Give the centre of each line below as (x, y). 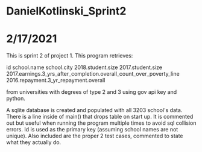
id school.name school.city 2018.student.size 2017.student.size (84, 67)
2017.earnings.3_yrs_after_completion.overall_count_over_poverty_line (93, 74)
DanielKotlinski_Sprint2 (66, 11)
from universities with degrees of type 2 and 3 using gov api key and (92, 92)
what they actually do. (34, 142)
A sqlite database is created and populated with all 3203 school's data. (94, 110)
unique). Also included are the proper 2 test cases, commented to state (95, 136)
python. (16, 99)
